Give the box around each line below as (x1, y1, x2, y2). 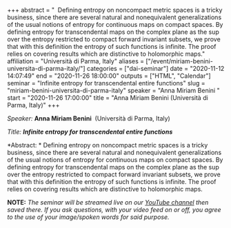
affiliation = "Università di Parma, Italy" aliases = (7, 57, 145, 65)
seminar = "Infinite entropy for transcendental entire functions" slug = (7, 79, 205, 87)
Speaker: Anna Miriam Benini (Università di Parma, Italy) (7, 114, 170, 123)
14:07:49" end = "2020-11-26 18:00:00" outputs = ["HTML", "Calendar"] (7, 72, 212, 80)
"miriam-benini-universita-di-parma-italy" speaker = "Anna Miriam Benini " (7, 86, 220, 94)
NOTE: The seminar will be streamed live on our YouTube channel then (7, 198, 209, 206)
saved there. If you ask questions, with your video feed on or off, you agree (7, 206, 222, 214)
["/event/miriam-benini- (145, 57, 214, 65)
